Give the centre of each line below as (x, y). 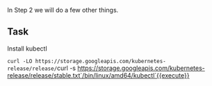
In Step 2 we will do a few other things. (63, 10)
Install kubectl (27, 49)
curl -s (66, 68)
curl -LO (20, 61)
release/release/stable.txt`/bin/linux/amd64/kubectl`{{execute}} (98, 75)
